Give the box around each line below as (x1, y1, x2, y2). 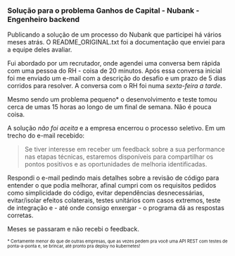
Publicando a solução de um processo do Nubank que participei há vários (7, 30, 222, 39)
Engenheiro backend (7, 14, 80, 24)
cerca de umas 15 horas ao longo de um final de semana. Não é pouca (7, 103, 212, 111)
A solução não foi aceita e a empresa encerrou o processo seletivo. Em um (7, 124, 226, 133)
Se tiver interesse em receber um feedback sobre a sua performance (24, 145, 225, 154)
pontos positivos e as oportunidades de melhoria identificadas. (24, 160, 208, 169)
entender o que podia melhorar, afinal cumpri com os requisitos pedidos (7, 181, 217, 190)
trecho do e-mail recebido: (7, 131, 85, 140)
